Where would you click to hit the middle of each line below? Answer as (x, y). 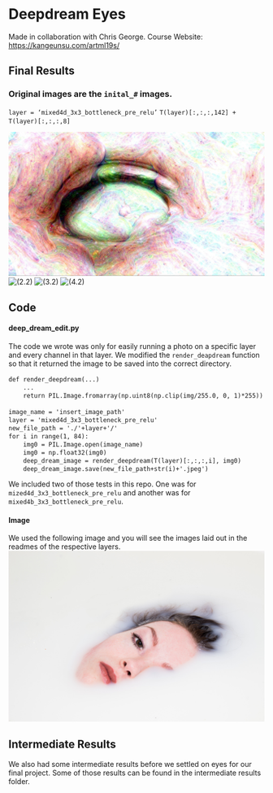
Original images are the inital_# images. (91, 94)
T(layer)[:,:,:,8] (39, 121)
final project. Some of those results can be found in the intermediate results (135, 773)
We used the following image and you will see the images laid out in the (128, 538)
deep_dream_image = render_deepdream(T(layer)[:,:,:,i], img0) (132, 460)
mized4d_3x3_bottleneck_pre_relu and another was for (100, 492)
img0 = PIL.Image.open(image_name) (83, 444)
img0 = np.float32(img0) (65, 452)
